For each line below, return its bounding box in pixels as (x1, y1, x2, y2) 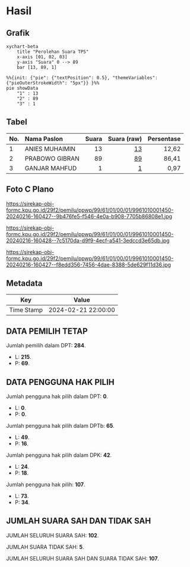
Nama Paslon (24, 134, 64, 143)
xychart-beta (6, 43, 39, 49)
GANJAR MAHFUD (24, 164, 77, 172)
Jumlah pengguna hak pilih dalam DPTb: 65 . (6, 422, 115, 430)
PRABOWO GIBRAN (24, 154, 80, 162)
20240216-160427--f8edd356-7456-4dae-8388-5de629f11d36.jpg (6, 261, 171, 268)
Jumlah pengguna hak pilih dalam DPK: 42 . (6, 452, 112, 459)
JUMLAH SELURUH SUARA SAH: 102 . (6, 531, 99, 539)
